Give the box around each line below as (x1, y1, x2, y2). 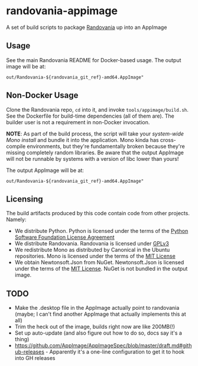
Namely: (6, 216, 27, 223)
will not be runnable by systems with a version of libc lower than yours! (6, 155, 179, 162)
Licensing (6, 194, 43, 204)
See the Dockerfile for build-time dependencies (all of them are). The (6, 112, 174, 119)
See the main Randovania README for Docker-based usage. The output (6, 56, 181, 63)
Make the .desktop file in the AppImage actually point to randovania (14, 305, 180, 312)
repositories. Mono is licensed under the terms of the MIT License (14, 252, 176, 260)
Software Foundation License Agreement (14, 234, 115, 241)
